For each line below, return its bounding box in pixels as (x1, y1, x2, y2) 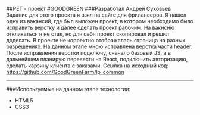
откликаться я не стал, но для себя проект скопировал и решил (6, 30, 170, 38)
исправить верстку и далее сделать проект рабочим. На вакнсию (6, 24, 175, 31)
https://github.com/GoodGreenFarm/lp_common (6, 69, 125, 75)
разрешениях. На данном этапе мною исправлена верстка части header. (6, 43, 193, 50)
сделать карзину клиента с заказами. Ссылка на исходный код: (6, 62, 168, 69)
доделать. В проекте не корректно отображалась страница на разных (6, 37, 186, 43)
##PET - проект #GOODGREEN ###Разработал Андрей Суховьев (6, 5, 171, 12)
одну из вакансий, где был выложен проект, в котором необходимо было (6, 18, 193, 24)
